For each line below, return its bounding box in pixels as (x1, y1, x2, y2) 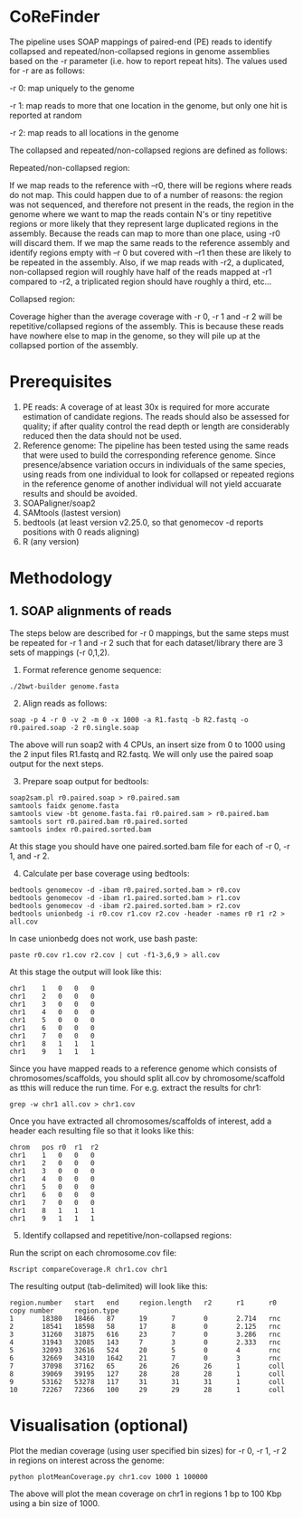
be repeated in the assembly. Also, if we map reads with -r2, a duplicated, (9, 256, 285, 268)
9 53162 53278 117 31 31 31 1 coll (9, 1377, 285, 1386)
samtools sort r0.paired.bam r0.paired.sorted (9, 817, 188, 826)
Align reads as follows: (22, 697, 108, 708)
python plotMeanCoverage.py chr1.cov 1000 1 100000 (9, 1472, 208, 1481)
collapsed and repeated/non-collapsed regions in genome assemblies (9, 45, 270, 56)
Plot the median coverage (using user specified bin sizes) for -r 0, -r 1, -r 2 (9, 1445, 288, 1456)
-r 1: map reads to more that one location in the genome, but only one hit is (9, 100, 288, 110)
